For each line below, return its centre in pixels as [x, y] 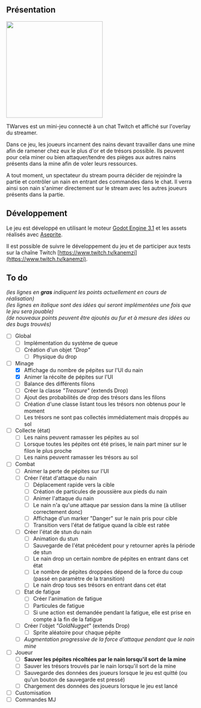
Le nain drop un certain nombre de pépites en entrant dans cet [110, 559]
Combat [25, 464]
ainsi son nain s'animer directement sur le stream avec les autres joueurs [97, 188]
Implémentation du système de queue [71, 343]
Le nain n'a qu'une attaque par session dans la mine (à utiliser [110, 505]
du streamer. [22, 133]
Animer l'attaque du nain [63, 498]
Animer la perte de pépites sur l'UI [66, 471]
